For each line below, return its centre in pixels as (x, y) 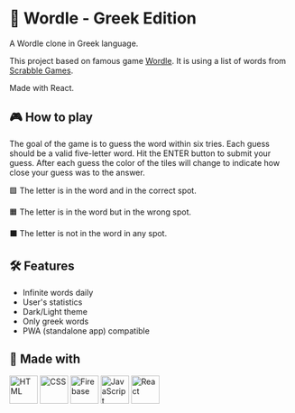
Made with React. (42, 87)
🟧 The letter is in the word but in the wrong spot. (101, 212)
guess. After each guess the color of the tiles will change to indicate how (145, 162)
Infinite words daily (58, 292)
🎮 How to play (51, 118)
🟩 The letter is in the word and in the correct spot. (103, 190)
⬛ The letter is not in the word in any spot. (88, 233)
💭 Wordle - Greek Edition (103, 18)
